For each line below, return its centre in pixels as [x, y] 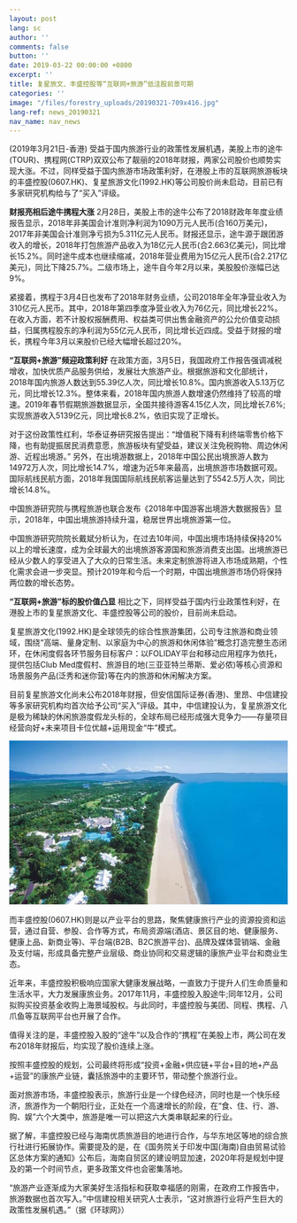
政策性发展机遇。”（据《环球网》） [69, 1210]
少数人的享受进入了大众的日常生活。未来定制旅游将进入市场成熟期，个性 [156, 561]
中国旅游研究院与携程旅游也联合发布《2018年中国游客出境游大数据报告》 [142, 508]
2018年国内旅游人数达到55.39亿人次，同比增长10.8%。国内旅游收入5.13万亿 [147, 383]
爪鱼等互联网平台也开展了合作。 [67, 1016]
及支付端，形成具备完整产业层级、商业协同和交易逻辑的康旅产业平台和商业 [145, 953]
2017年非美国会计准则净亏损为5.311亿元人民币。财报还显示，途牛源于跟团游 [147, 234]
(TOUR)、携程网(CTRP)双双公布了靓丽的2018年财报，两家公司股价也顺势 [141, 160]
